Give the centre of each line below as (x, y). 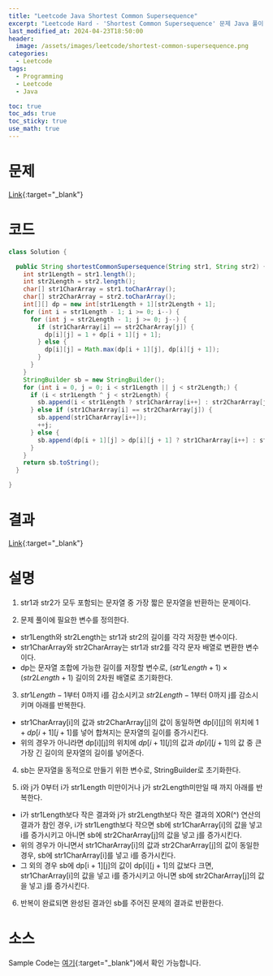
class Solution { (38, 252)
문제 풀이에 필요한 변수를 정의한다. (74, 620)
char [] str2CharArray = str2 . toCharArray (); (100, 297)
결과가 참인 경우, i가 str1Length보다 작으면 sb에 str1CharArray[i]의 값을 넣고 (141, 824)
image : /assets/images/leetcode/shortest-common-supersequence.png (132, 46)
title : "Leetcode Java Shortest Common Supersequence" (103, 16)
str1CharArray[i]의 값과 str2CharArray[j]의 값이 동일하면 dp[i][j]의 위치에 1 (139, 722)
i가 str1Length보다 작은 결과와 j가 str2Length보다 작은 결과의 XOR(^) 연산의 (141, 814)
